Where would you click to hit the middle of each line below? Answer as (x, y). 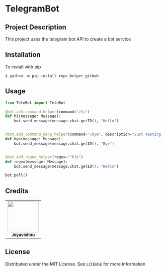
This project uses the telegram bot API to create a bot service (68, 39)
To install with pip (23, 67)
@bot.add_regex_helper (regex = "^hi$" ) (44, 157)
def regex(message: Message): (37, 162)
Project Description (36, 27)
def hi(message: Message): (33, 116)
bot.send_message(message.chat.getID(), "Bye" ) (64, 143)
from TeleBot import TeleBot (35, 103)
